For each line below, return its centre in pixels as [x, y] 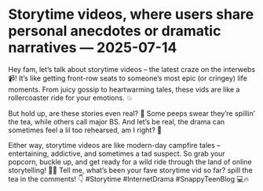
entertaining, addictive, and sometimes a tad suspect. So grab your [117, 153]
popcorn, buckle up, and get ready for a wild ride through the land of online [130, 161]
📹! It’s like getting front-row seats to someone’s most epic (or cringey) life [128, 78]
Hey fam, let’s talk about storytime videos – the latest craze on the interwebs [132, 69]
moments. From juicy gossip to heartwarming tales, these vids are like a [124, 89]
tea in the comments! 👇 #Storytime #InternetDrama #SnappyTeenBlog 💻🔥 [129, 178]
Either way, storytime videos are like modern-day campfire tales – [115, 145]
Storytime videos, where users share [131, 14]
